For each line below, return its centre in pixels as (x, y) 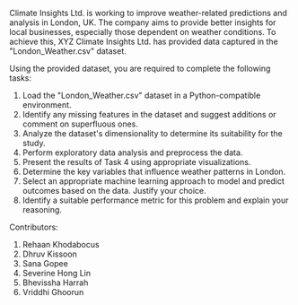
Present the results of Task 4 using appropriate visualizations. (136, 162)
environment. (47, 105)
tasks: (21, 78)
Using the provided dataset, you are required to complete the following (140, 68)
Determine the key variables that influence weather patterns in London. (154, 171)
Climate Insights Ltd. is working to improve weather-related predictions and (148, 13)
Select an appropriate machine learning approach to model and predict (153, 181)
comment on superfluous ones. (80, 124)
